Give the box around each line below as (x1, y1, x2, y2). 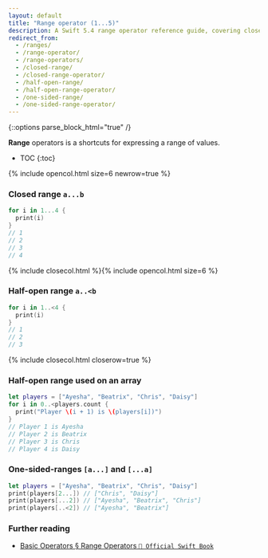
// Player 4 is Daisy (8, 445, 81, 453)
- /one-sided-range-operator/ (15, 100, 116, 108)
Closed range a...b (8, 189, 85, 200)
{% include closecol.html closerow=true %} (8, 356, 152, 365)
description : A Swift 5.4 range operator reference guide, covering (8, 26, 241, 34)
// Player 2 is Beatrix (8, 430, 88, 438)
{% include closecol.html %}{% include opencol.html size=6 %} (8, 265, 219, 275)
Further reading (8, 523, 70, 534)
